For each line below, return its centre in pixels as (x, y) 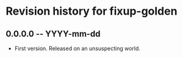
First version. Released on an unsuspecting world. (77, 48)
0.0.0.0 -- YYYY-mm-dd (53, 34)
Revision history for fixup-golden (91, 11)
